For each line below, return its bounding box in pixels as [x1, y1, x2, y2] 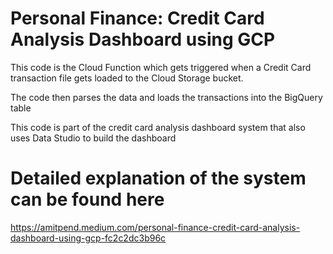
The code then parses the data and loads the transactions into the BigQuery [10, 91, 323, 103]
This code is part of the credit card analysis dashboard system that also [10, 121, 306, 133]
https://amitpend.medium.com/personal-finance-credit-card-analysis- [10, 221, 301, 233]
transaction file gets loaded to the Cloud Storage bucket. [10, 72, 244, 84]
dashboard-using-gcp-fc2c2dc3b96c [10, 232, 167, 244]
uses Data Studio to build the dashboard [10, 132, 177, 144]
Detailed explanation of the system [10, 167, 307, 190]
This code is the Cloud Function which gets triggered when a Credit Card [10, 61, 312, 73]
